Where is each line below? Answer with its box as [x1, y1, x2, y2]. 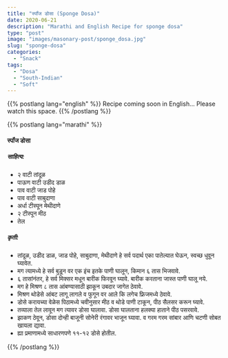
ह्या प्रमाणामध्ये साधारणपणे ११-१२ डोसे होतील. [17, 329, 117, 337]
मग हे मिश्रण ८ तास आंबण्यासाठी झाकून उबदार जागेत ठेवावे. [17, 282, 143, 290]
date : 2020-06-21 [7, 17, 57, 23]
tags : [7, 62, 23, 68]
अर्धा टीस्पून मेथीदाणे [17, 201, 61, 209]
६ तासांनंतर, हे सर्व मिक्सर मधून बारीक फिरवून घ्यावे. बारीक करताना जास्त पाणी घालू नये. [17, 274, 208, 283]
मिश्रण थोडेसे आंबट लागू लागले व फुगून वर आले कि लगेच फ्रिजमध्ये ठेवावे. [17, 290, 172, 298]
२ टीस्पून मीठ [17, 209, 47, 218]
